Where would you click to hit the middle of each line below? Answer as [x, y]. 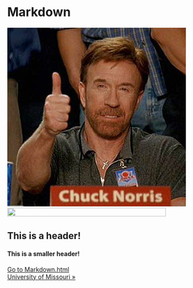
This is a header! [44, 236]
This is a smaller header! [44, 253]
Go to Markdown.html [38, 269]
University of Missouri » [41, 277]
